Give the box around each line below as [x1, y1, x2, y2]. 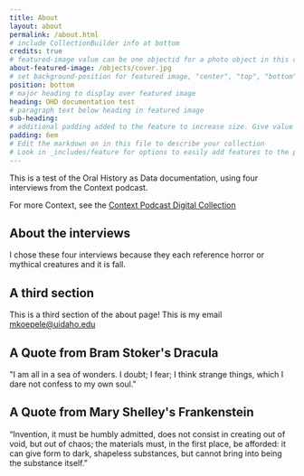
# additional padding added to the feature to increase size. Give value [9, 123, 294, 132]
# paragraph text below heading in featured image [9, 106, 204, 115]
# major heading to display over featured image [9, 89, 196, 98]
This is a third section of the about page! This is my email [9, 309, 223, 321]
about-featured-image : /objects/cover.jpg [9, 64, 172, 73]
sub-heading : [9, 114, 59, 123]
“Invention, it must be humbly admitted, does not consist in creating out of [9, 428, 286, 439]
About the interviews [9, 226, 131, 241]
